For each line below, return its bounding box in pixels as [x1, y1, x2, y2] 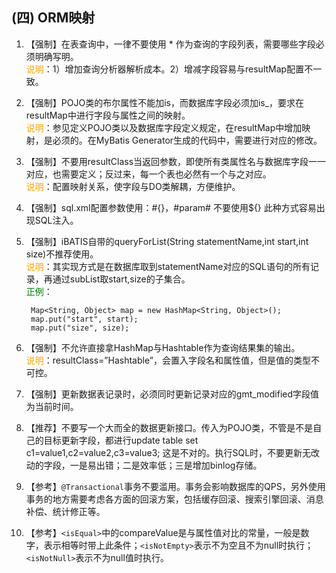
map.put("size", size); [30, 323, 130, 333]
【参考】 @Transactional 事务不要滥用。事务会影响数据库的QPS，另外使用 [25, 480, 326, 492]
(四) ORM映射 [11, 9, 96, 27]
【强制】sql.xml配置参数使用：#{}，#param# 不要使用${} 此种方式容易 [25, 201, 317, 213]
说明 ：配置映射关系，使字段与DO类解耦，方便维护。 [25, 180, 241, 192]
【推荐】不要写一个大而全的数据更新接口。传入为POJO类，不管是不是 [25, 421, 314, 433]
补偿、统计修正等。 [25, 505, 106, 517]
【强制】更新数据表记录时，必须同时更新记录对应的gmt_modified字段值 [25, 388, 320, 400]
